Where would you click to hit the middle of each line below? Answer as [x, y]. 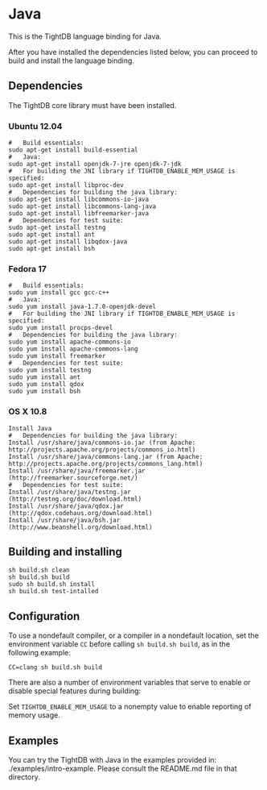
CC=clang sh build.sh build [55, 667]
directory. [24, 777]
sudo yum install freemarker [57, 356]
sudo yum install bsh [45, 392]
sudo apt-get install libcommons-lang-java [82, 206]
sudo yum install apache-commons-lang [73, 349]
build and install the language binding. [72, 60]
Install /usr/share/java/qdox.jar [66, 506]
